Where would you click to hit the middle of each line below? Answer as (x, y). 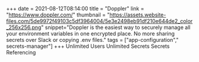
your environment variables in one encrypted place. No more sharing (91, 34)
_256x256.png (24, 27)
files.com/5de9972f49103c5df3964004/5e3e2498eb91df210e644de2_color (99, 21)
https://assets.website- (138, 15)
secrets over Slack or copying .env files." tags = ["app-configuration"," (93, 40)
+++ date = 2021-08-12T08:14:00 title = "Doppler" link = (75, 9)
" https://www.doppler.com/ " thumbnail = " (58, 15)
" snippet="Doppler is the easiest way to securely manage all (116, 27)
